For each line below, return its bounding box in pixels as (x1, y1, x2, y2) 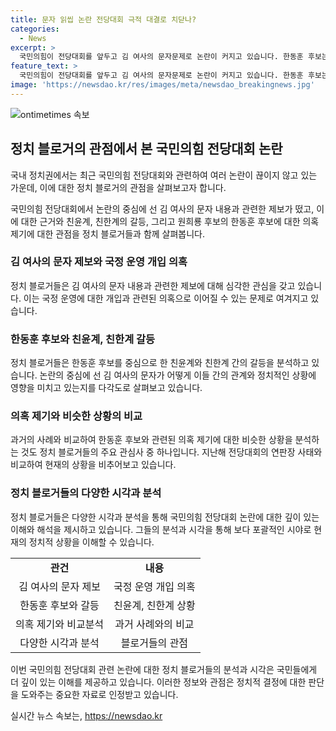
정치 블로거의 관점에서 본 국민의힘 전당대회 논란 (10, 141, 283, 158)
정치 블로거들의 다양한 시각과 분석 (10, 486, 162, 500)
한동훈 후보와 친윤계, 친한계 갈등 (10, 332, 156, 346)
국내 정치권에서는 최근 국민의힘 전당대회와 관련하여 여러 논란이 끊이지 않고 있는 (10, 169, 318, 181)
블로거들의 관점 (120, 636, 189, 650)
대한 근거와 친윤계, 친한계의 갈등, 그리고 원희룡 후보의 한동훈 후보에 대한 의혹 (20, 215, 320, 227)
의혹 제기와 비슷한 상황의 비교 (10, 409, 143, 423)
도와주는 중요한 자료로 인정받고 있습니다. (20, 688, 179, 700)
